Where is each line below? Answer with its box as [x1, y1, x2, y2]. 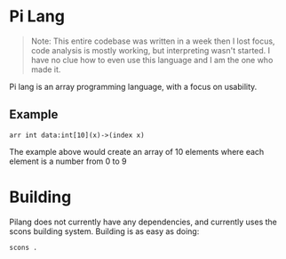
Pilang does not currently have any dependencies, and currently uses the [9, 216, 278, 227]
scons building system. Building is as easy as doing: [9, 225, 200, 237]
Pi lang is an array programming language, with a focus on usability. [9, 81, 258, 92]
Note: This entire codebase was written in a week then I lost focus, [30, 36, 275, 46]
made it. [30, 64, 61, 75]
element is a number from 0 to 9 [9, 156, 127, 166]
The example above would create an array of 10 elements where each [9, 146, 265, 157]
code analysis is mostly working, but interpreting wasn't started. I [30, 45, 271, 55]
